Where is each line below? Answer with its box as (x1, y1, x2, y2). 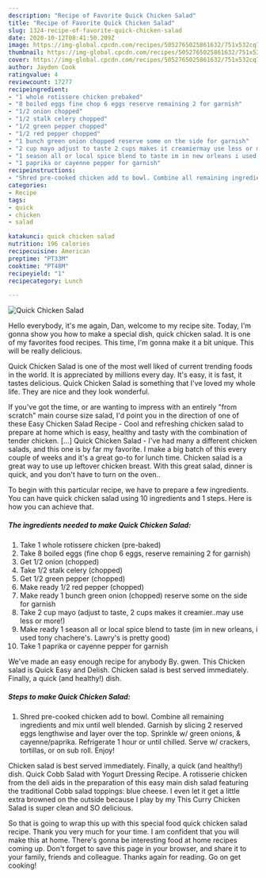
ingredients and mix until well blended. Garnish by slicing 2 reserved (19, 720, 243, 730)
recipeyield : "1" (8, 269, 66, 278)
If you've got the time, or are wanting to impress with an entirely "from (8, 402, 237, 412)
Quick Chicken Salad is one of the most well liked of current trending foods (8, 362, 253, 372)
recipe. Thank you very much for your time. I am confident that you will (8, 827, 240, 837)
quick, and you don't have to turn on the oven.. (8, 470, 161, 479)
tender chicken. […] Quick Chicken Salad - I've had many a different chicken (8, 436, 257, 445)
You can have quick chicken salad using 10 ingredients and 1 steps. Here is (8, 494, 252, 503)
